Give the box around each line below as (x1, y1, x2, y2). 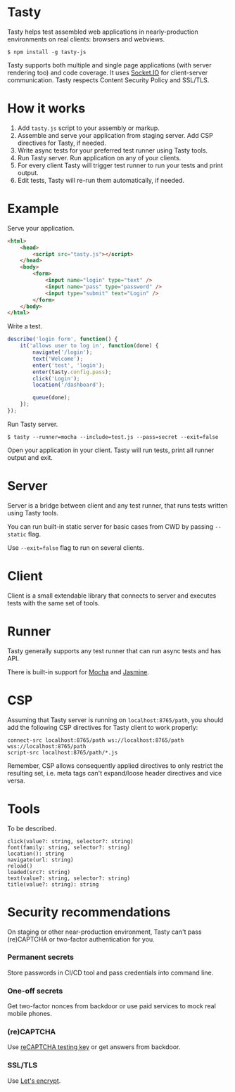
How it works (7, 101, 86, 117)
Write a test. (7, 322, 43, 330)
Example (7, 201, 59, 217)
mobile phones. (7, 1010, 53, 1018)
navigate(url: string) (7, 856, 74, 863)
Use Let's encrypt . (7, 1077, 61, 1085)
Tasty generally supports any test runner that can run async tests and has (7, 646, 222, 655)
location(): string (7, 850, 65, 857)
